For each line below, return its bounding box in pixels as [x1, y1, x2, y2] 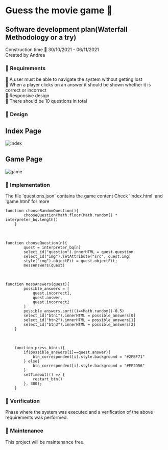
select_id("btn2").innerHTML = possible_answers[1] [23, 318, 136, 323]
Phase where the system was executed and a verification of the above [5, 409, 153, 415]
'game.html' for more [5, 198, 50, 205]
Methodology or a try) [5, 33, 77, 41]
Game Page [5, 155, 42, 164]
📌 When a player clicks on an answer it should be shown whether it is [5, 82, 151, 88]
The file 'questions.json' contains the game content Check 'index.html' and [5, 193, 163, 199]
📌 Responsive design [5, 93, 50, 99]
